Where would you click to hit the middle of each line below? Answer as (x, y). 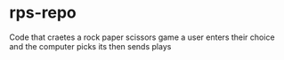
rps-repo (43, 13)
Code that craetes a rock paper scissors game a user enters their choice (142, 37)
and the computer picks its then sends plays (90, 46)
